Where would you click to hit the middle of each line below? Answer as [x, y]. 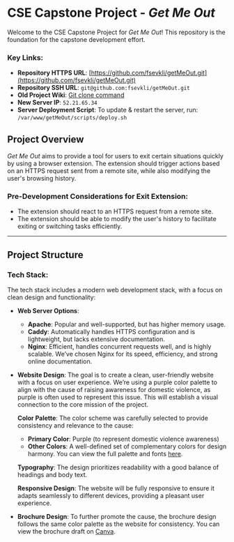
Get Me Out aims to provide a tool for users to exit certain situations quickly [116, 156]
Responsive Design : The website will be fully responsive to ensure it [116, 488]
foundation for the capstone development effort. [77, 39]
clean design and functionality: [52, 297]
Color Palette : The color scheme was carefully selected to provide [113, 418]
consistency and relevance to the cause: [75, 426]
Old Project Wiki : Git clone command [71, 95]
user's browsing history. [42, 179]
